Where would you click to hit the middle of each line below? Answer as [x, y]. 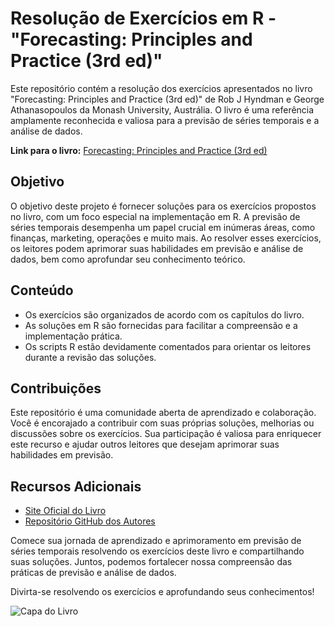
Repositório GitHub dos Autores [90, 521]
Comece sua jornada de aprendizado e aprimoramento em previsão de [156, 541]
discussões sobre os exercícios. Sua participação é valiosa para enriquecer [166, 434]
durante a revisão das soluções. [90, 357]
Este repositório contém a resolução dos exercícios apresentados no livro [161, 88]
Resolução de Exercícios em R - [143, 18]
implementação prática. [73, 336]
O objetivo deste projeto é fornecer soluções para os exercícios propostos [163, 206]
